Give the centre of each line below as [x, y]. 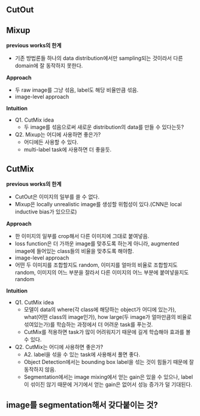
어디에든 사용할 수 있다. [51, 142]
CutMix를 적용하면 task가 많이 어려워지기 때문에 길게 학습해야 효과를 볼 [107, 332]
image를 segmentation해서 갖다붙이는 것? [82, 405]
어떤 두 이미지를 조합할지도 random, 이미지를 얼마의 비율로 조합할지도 [96, 265]
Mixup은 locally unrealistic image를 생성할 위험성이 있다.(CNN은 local [98, 204]
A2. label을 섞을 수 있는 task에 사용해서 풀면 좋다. [82, 355]
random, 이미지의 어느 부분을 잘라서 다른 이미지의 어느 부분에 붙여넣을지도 [102, 273]
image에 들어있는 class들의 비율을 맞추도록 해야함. [74, 251]
